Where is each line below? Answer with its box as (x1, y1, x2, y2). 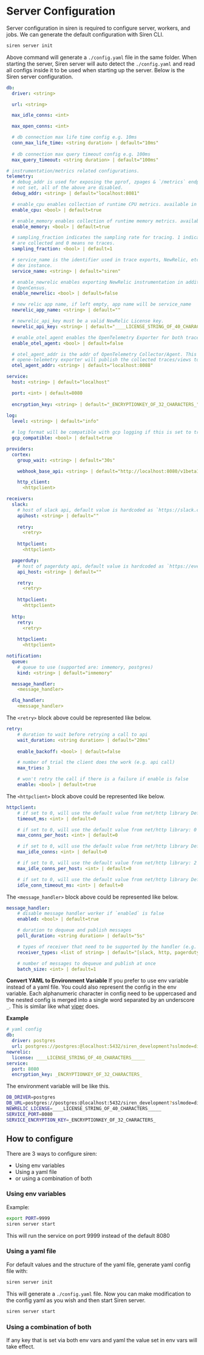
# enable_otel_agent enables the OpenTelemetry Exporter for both (12, 334, 183, 341)
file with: (6, 1267, 28, 1274)
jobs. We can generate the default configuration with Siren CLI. (6, 30, 164, 38)
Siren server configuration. (6, 73, 73, 80)
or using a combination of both (15, 1175, 92, 1182)
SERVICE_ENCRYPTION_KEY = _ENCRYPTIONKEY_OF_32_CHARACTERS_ (6, 1117, 156, 1123)
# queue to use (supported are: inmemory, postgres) (17, 664, 154, 670)
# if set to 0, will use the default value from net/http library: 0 (17, 826, 197, 833)
